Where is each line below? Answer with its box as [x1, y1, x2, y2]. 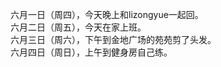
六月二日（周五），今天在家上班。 [10, 21, 147, 33]
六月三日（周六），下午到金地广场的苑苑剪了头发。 [10, 34, 217, 45]
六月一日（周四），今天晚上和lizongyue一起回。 [10, 9, 204, 20]
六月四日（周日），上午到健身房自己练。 [10, 46, 173, 58]
